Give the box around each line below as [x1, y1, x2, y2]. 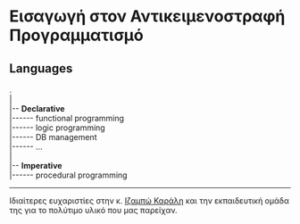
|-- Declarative [9, 104, 65, 113]
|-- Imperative [9, 161, 62, 170]
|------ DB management [9, 132, 97, 142]
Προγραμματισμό [9, 25, 145, 46]
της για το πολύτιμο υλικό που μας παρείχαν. [9, 205, 178, 215]
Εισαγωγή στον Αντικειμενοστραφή [9, 6, 286, 27]
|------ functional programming [9, 113, 125, 123]
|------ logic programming [9, 122, 105, 133]
